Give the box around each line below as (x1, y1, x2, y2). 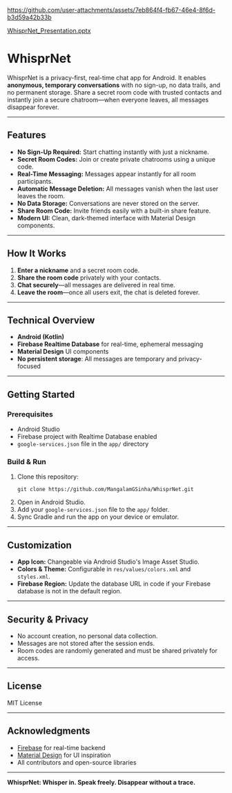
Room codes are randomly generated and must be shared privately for (17, 646, 217, 655)
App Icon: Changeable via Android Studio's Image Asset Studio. (17, 557, 200, 566)
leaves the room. (17, 191, 66, 200)
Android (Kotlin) (17, 333, 64, 341)
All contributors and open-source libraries (17, 758, 137, 766)
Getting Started (7, 388, 75, 400)
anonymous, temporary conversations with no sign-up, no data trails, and (7, 81, 221, 89)
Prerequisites (7, 409, 53, 419)
